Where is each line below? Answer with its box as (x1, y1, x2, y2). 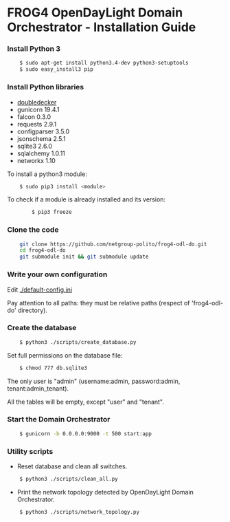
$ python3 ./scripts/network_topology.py (19, 508, 139, 515)
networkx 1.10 (16, 156, 56, 164)
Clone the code (7, 225, 59, 235)
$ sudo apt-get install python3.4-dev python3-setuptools (19, 60, 189, 67)
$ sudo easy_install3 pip (19, 66, 94, 73)
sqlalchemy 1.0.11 (16, 149, 65, 157)
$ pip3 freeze (32, 208, 72, 216)
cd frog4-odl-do (19, 247, 67, 254)
